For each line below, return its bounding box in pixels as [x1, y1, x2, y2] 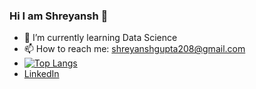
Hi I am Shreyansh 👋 [9, 9, 109, 23]
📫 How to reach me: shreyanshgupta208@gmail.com [23, 43, 246, 55]
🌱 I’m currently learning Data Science [23, 32, 178, 44]
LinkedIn [23, 68, 60, 80]
